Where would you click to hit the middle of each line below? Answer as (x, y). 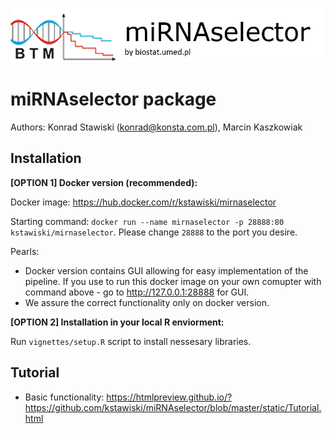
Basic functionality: (64, 397)
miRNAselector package (113, 99)
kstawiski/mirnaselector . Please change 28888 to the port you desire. (154, 232)
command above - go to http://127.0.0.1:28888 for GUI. (137, 292)
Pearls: (25, 251)
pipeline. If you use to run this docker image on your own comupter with (173, 281)
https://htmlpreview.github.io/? (169, 397)
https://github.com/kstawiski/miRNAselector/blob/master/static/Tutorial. (173, 407)
